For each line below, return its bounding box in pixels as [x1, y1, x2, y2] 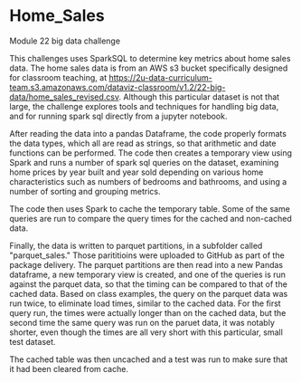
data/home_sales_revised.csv [9, 91, 119, 102]
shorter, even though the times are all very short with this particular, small [9, 327, 283, 338]
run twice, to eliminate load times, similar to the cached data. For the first [9, 298, 282, 309]
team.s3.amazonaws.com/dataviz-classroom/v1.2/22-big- [9, 81, 226, 92]
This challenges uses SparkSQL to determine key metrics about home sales [9, 53, 291, 63]
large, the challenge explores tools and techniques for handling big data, [9, 100, 279, 111]
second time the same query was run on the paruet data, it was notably [9, 317, 276, 328]
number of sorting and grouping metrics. [9, 186, 161, 196]
